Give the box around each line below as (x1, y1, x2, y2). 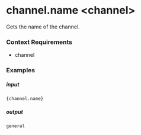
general (6, 123, 25, 129)
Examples (6, 66, 36, 75)
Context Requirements (6, 38, 73, 46)
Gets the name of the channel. (6, 23, 80, 30)
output (6, 108, 24, 115)
